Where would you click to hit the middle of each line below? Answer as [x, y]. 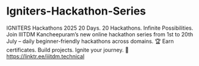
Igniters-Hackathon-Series [76, 11]
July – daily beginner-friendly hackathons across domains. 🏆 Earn [90, 41]
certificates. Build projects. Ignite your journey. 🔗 [68, 50]
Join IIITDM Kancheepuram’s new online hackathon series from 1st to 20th [100, 34]
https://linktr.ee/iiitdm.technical [45, 56]
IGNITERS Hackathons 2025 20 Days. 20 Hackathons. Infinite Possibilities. [100, 28]
